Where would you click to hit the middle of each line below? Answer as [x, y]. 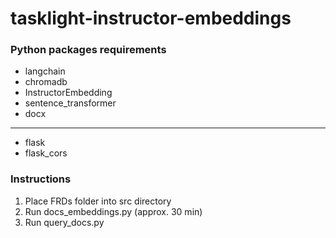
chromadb [46, 82]
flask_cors [46, 153]
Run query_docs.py [64, 222]
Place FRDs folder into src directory [98, 201]
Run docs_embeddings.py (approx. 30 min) [113, 211]
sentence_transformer [70, 103]
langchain [45, 71]
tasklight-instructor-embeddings [151, 18]
